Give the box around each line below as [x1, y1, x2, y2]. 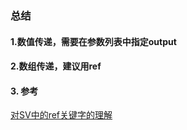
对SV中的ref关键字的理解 [10, 109, 113, 121]
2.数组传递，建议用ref [10, 60, 102, 72]
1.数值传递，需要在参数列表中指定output [10, 35, 177, 47]
